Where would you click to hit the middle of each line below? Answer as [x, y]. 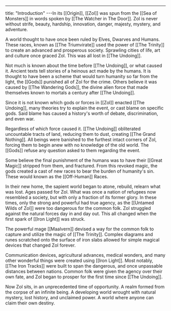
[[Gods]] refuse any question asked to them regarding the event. [73, 150]
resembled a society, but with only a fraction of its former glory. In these [81, 197]
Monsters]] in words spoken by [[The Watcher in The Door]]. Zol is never [81, 19]
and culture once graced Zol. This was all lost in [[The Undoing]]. [74, 56]
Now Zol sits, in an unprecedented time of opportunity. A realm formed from [85, 287]
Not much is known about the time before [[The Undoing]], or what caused [84, 65]
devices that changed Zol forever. [40, 245]
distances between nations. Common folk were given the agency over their [84, 271]
